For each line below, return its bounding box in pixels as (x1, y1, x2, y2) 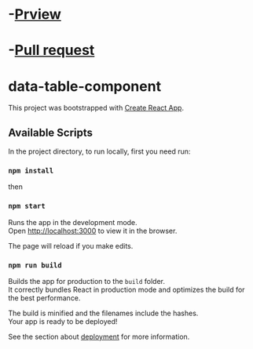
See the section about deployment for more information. (8, 332, 190, 342)
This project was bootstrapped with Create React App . (8, 104, 185, 113)
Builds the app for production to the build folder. (8, 277, 166, 286)
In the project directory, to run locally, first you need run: (8, 147, 191, 156)
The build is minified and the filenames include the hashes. (8, 308, 199, 318)
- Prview (8, 5, 61, 24)
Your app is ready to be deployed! (8, 317, 118, 326)
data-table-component (8, 77, 162, 95)
